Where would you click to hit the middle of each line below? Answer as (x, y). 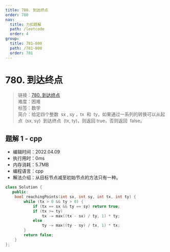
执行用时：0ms (29, 158)
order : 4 (19, 34)
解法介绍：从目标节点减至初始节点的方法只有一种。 (67, 178)
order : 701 (22, 53)
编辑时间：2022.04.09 (36, 152)
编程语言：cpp (28, 171)
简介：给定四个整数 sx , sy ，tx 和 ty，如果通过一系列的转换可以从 (89, 114)
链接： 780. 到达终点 (39, 95)
